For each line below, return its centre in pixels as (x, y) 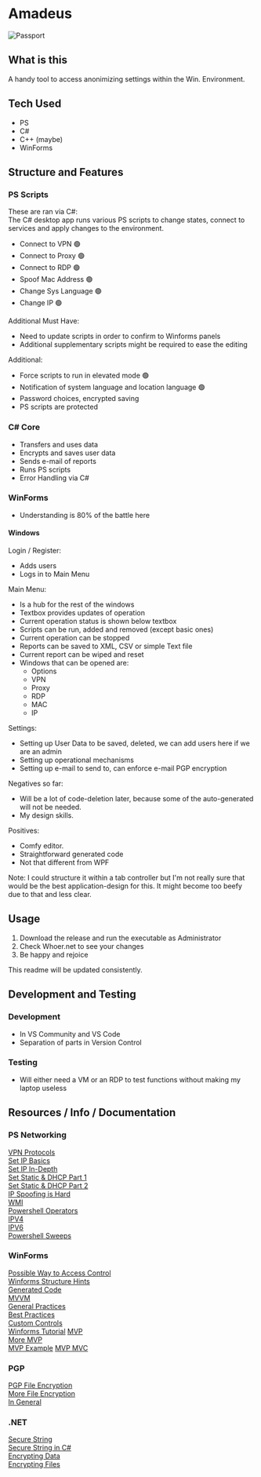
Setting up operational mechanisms (77, 760)
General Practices (37, 1306)
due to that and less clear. (50, 895)
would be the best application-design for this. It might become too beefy (125, 886)
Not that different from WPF (64, 862)
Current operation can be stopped (74, 638)
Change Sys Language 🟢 (60, 291)
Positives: (24, 831)
